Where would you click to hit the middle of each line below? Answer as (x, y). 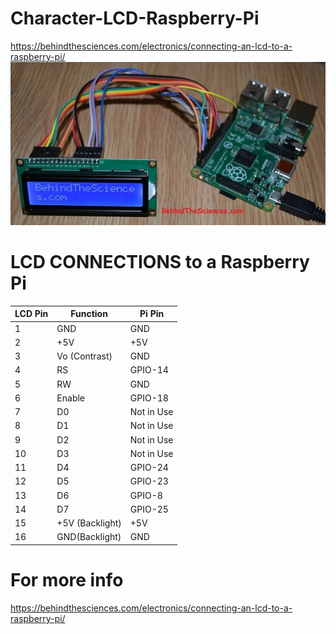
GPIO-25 (149, 509)
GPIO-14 (149, 370)
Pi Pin (152, 314)
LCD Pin (31, 314)
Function (89, 314)
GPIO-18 (149, 398)
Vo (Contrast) (84, 356)
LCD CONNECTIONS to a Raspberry (160, 262)
